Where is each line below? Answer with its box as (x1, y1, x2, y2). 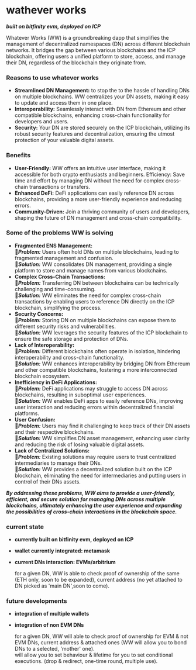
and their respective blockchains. (14, 428, 95, 436)
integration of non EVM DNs (14, 621, 84, 628)
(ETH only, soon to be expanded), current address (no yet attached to (14, 576, 183, 583)
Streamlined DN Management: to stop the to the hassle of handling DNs (14, 87, 190, 94)
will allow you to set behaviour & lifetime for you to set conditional (14, 651, 173, 658)
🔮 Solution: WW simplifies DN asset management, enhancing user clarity (14, 434, 190, 441)
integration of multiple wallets (14, 610, 90, 617)
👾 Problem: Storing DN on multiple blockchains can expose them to (14, 316, 177, 323)
